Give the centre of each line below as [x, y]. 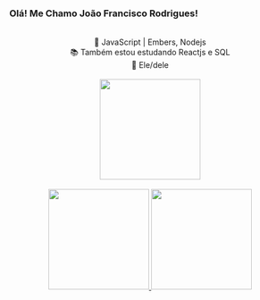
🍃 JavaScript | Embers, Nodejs [150, 42]
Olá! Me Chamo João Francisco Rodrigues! [104, 13]
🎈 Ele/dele [150, 65]
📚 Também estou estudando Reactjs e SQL [150, 53]
